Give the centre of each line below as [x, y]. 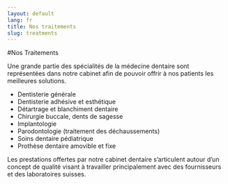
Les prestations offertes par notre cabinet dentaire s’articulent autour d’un [113, 160]
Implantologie [37, 124]
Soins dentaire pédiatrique [55, 139]
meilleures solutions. [37, 81]
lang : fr [20, 20]
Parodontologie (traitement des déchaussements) [89, 131]
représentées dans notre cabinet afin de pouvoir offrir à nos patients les [111, 74]
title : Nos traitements [42, 26]
